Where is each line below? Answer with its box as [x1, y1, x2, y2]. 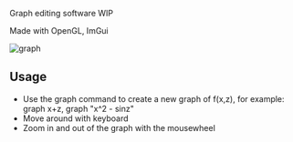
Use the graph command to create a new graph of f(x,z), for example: [22, 93, 285, 104]
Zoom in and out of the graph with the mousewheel [22, 122, 216, 133]
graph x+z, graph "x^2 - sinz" [22, 103, 135, 114]
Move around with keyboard [22, 113, 130, 124]
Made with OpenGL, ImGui [9, 25, 110, 35]
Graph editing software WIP [9, 8, 114, 18]
